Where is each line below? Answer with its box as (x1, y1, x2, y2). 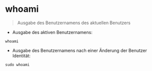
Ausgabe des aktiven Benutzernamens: (12, 29, 93, 35)
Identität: (12, 53, 31, 59)
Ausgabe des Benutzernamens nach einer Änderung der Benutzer (12, 47, 147, 53)
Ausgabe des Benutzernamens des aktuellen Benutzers (17, 20, 131, 26)
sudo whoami (5, 62, 30, 67)
